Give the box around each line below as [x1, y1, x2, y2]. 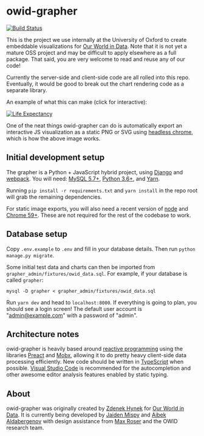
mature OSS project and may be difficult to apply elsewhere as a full [6, 49, 177, 56]
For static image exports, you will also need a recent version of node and [6, 205, 188, 212]
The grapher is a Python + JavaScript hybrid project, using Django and [6, 168, 183, 175]
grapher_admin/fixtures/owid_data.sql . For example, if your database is [6, 270, 188, 277]
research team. [6, 424, 44, 432]
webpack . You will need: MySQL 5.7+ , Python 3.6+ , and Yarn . [6, 175, 160, 182]
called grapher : [6, 276, 44, 284]
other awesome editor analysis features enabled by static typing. [6, 371, 169, 378]
